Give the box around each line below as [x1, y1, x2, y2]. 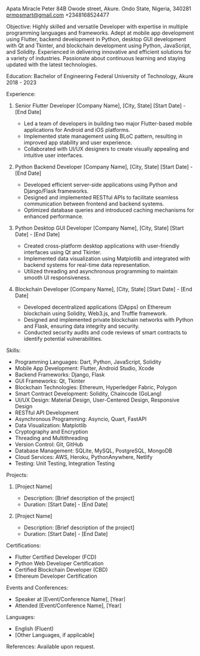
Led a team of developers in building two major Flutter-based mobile [23, 120, 193, 127]
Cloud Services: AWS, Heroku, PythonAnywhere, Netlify [14, 454, 153, 460]
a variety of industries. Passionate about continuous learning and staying [6, 55, 186, 61]
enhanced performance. [23, 213, 84, 220]
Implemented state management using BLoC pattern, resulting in [23, 133, 183, 140]
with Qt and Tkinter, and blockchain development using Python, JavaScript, [6, 42, 192, 49]
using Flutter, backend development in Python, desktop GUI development [6, 36, 186, 42]
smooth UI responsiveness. [23, 274, 91, 281]
